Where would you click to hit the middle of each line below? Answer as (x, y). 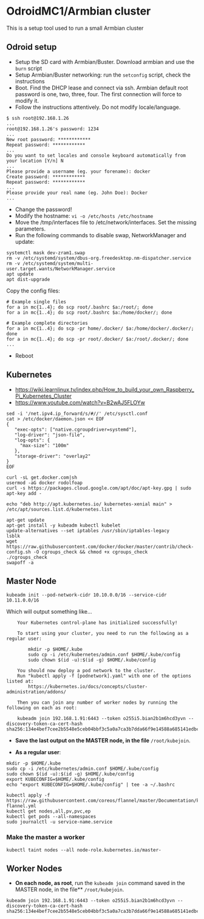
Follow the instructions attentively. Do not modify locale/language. (98, 107)
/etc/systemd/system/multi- (58, 263)
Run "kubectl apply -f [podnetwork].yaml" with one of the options (104, 676)
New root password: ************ (49, 139)
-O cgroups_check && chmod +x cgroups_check (90, 552)
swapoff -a (20, 563)
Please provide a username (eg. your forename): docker (78, 172)
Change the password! (43, 209)
